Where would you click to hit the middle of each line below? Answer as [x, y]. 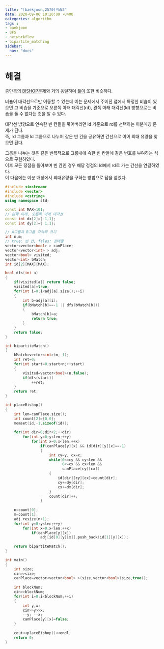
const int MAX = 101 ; [25, 209]
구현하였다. [25, 159]
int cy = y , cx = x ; [66, 455]
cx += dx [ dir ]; [71, 487]
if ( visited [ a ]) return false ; [45, 282]
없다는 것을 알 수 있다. [45, 114]
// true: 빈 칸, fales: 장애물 [34, 241]
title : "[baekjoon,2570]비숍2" [36, 10]
